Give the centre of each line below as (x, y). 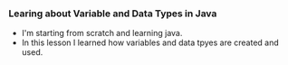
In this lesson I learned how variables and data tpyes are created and (150, 42)
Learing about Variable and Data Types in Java (113, 14)
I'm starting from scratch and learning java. (102, 33)
